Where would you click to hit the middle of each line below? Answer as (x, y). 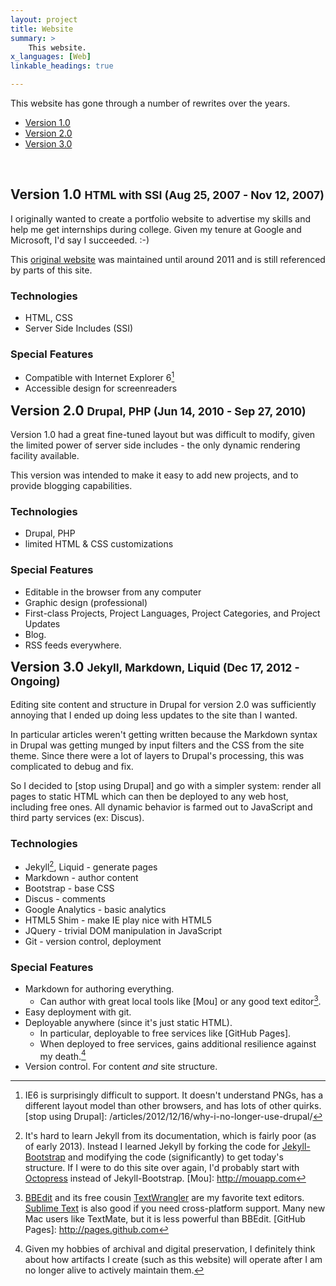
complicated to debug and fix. (72, 766)
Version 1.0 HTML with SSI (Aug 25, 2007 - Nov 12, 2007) (167, 194)
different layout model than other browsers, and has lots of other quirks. (173, 1106)
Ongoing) (35, 681)
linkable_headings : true (62, 66)
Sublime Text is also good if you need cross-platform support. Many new (175, 1208)
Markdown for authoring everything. (99, 989)
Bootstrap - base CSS (69, 888)
